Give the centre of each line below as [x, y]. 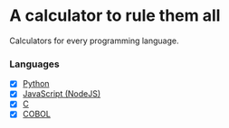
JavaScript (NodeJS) [62, 94]
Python [36, 84]
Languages [35, 64]
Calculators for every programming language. [94, 41]
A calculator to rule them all [115, 16]
